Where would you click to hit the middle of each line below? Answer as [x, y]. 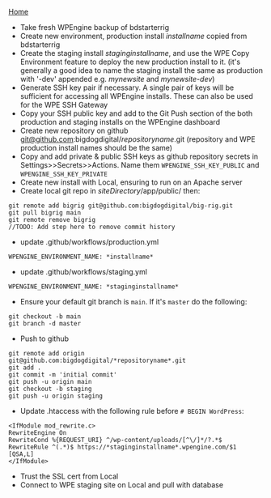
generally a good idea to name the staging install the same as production [141, 70]
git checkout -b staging [50, 389]
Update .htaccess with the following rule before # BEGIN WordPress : [132, 411]
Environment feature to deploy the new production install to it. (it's [130, 62]
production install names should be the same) [96, 148]
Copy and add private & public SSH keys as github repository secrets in [139, 156]
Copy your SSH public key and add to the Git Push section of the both [136, 113]
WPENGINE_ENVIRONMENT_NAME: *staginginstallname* [94, 287]
